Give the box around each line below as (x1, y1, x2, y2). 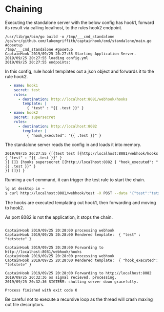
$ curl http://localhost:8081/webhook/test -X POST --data (5, 191, 128, 196)
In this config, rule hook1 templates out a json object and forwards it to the (5, 68, 154, 74)
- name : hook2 (9, 110, 38, 115)
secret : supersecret (14, 115, 56, 120)
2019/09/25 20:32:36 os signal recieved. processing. (5, 275, 117, 280)
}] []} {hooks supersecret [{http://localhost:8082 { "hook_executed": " (5, 160, 159, 165)
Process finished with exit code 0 (5, 288, 78, 293)
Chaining (5, 3, 43, 15)
